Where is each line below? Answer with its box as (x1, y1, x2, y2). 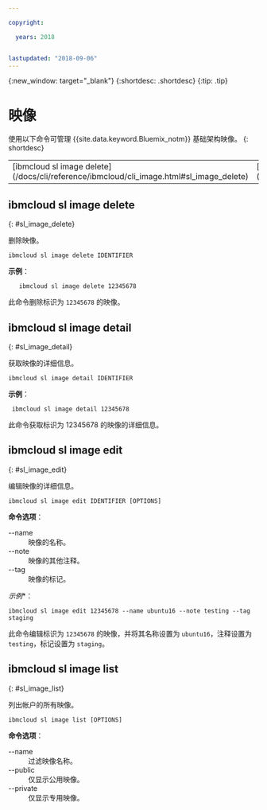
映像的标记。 (28, 574, 70, 583)
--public (8, 765, 36, 774)
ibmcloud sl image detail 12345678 (11, 405, 130, 413)
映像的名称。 (28, 537, 70, 547)
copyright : (8, 18, 44, 26)
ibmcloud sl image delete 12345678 (18, 282, 137, 290)
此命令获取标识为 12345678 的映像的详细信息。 (8, 419, 164, 430)
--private (8, 783, 38, 792)
